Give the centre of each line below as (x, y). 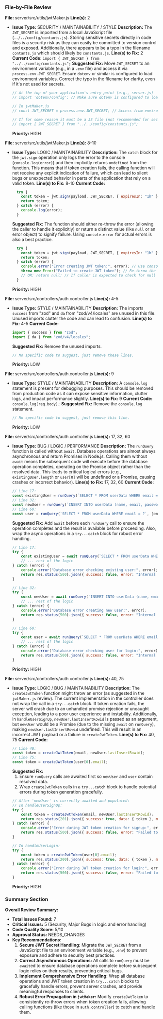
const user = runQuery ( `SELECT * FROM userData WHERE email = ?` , (81, 514)
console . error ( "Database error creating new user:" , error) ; (84, 610)
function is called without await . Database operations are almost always (84, 451)
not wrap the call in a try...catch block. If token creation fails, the (78, 703)
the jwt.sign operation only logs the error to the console (68, 157)
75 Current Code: (30, 740)
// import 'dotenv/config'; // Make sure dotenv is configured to (81, 98)
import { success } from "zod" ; (45, 332)
